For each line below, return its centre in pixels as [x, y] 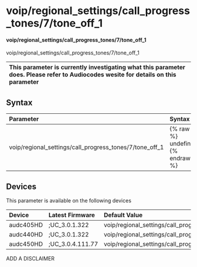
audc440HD [26, 235]
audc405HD [26, 225]
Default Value [123, 215]
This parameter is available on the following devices [69, 201]
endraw [180, 158]
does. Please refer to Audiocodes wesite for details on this [93, 75]
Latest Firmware [72, 215]
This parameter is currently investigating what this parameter [97, 67]
